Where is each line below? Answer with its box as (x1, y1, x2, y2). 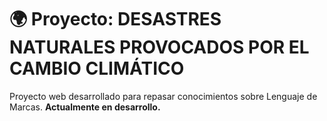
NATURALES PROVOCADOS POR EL (9, 36, 310, 59)
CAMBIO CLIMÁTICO (9, 57, 185, 80)
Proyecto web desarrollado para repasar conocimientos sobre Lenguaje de (9, 90, 318, 102)
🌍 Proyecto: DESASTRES (9, 8, 222, 31)
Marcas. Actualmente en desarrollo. (9, 101, 161, 113)
